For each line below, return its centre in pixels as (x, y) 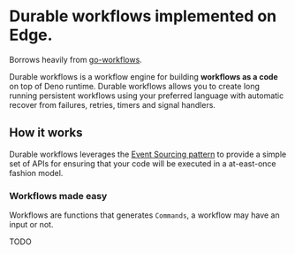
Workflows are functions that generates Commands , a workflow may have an (144, 215)
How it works (46, 133)
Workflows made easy (58, 196)
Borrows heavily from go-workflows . (76, 59)
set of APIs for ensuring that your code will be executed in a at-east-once (143, 163)
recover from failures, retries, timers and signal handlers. (113, 104)
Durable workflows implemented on (143, 16)
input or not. (31, 225)
